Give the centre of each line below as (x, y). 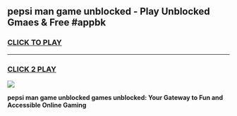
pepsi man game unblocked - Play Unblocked (109, 12)
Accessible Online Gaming (47, 105)
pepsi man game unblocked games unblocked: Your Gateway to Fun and (115, 97)
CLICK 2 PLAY (32, 69)
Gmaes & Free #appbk (57, 23)
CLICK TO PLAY (35, 43)
